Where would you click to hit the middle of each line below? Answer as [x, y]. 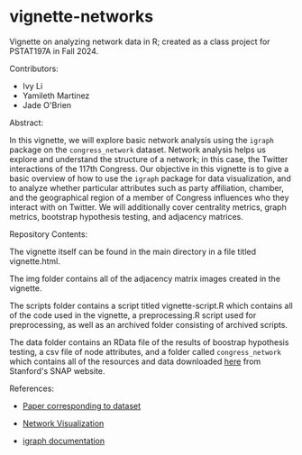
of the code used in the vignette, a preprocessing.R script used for [133, 315]
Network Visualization [63, 423]
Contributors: [34, 68]
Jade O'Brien [47, 105]
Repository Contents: [49, 234]
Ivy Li [32, 86]
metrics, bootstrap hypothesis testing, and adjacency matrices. [126, 216]
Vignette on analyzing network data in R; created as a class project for [140, 41]
